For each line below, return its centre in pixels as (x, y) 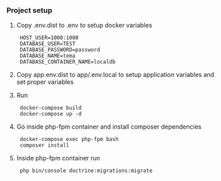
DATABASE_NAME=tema (48, 56)
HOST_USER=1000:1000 (49, 38)
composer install (44, 146)
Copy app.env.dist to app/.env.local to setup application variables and (115, 75)
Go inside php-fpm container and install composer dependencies (109, 127)
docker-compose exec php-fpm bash (69, 140)
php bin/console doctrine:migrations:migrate (86, 171)
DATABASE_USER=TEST (48, 44)
